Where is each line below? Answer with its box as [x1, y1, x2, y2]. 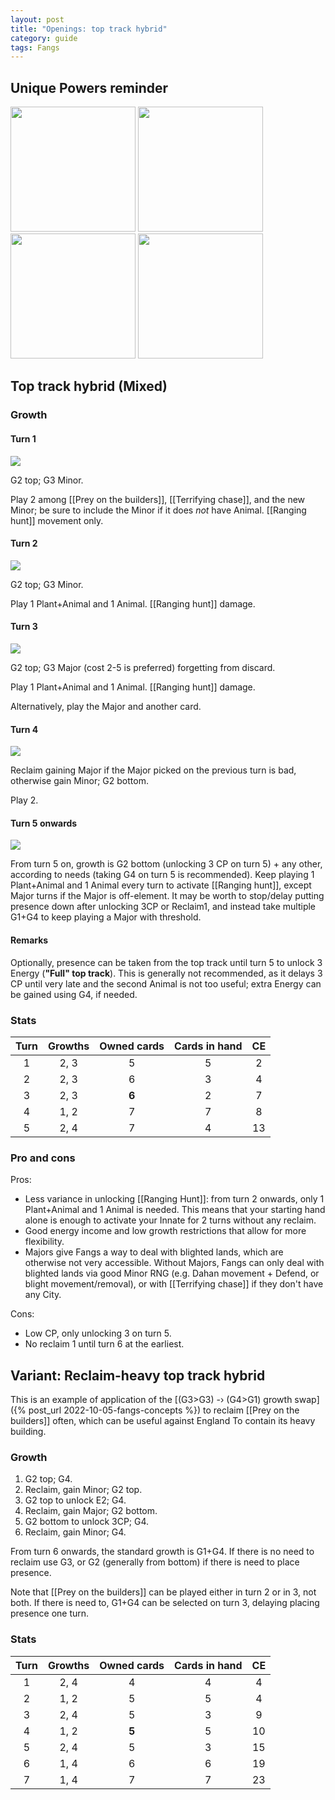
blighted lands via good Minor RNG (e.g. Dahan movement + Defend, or [24, 1267, 320, 1280]
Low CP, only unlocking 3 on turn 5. [24, 1327, 172, 1340]
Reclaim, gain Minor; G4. [24, 1526, 127, 1538]
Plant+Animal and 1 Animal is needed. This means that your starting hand [24, 1204, 326, 1216]
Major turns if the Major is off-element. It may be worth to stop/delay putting [10, 890, 325, 902]
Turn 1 [10, 432, 37, 445]
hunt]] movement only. [10, 514, 104, 526]
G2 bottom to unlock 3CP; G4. [24, 1516, 150, 1528]
